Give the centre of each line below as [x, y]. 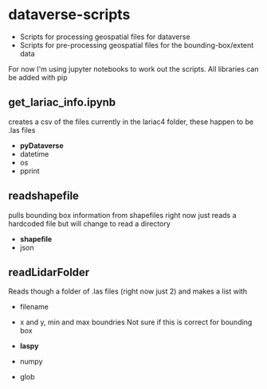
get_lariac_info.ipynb [62, 102]
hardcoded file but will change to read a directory [90, 224]
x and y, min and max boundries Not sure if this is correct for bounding [136, 322]
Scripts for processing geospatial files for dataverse [105, 37]
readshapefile [44, 196]
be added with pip [38, 77]
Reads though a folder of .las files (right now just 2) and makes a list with [128, 291]
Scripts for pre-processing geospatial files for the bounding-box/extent [137, 45]
